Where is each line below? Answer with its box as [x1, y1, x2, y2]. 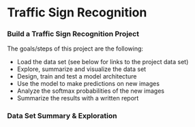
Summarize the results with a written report [16, 94, 139, 102]
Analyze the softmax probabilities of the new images [16, 87, 165, 95]
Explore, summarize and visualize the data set [16, 65, 147, 73]
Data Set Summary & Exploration [7, 111, 117, 121]
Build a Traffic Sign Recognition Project [7, 29, 140, 39]
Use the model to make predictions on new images [16, 80, 160, 88]
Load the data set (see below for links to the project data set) [16, 58, 189, 66]
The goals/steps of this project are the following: [7, 44, 144, 53]
